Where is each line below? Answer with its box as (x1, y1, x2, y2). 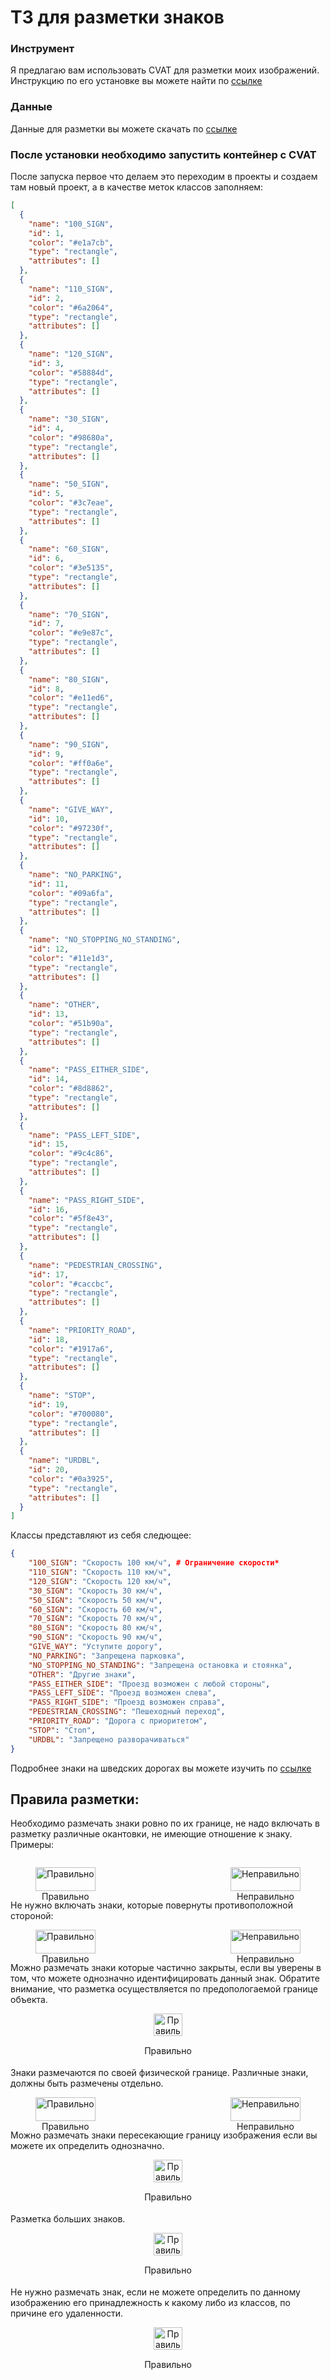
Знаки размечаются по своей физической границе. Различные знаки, (10, 2067, 309, 2079)
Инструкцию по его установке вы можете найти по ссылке (10, 75, 263, 87)
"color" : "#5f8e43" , (28, 1214, 114, 1224)
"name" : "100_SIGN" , (28, 219, 114, 229)
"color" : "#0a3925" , (28, 1474, 114, 1484)
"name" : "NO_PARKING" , (28, 870, 123, 880)
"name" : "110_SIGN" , (28, 284, 114, 294)
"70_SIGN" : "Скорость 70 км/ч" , (28, 1614, 163, 1624)
